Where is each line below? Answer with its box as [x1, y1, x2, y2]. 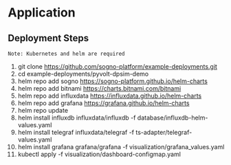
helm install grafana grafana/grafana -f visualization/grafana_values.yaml [17, 143, 225, 151]
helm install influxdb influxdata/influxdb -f [17, 113, 136, 122]
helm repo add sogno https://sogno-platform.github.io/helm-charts [17, 77, 208, 85]
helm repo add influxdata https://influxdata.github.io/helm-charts [17, 91, 202, 100]
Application [8, 5, 76, 21]
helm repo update [17, 107, 68, 114]
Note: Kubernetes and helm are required [8, 50, 126, 57]
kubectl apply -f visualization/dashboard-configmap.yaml [17, 150, 181, 158]
